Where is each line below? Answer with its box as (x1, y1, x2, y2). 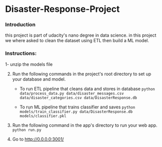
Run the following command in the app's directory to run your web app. (12, 122, 158, 128)
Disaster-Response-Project (5, 3, 120, 15)
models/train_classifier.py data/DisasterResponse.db (19, 109, 133, 114)
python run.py (12, 127, 41, 132)
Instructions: (5, 50, 37, 57)
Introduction (5, 21, 36, 28)
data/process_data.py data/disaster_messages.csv (19, 91, 124, 96)
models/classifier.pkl (19, 113, 67, 118)
